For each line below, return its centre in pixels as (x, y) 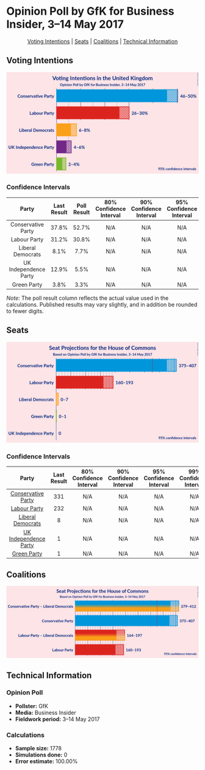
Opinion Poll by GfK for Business (90, 11)
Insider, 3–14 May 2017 (65, 24)
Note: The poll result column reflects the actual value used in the (88, 298)
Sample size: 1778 (38, 749)
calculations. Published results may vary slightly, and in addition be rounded (102, 305)
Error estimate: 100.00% (46, 761)
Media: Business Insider (45, 712)
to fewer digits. (25, 311)
